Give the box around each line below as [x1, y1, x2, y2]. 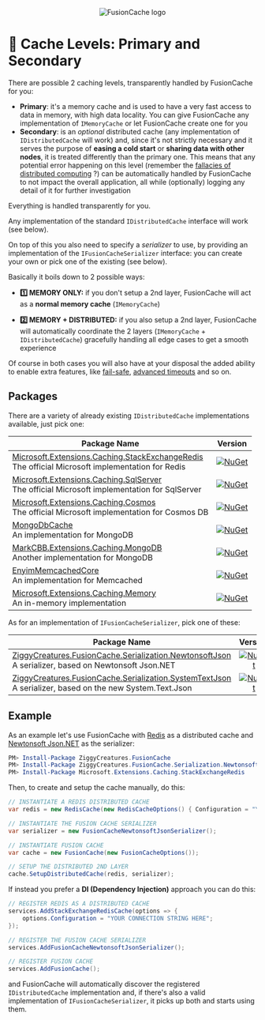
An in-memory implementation [12, 597, 127, 608]
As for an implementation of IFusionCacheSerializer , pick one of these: [8, 617, 241, 627]
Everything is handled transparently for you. [8, 201, 151, 210]
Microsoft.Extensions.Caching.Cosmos [12, 496, 156, 507]
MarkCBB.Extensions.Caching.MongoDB [12, 542, 162, 553]
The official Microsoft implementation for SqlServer [12, 484, 202, 495]
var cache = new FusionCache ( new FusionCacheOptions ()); [8, 849, 200, 856]
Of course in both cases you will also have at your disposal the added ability [8, 358, 256, 367]
